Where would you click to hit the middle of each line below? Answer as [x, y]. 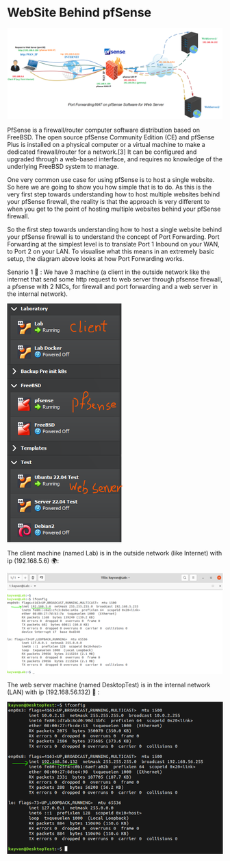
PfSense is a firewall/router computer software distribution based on [104, 130]
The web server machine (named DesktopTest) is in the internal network [109, 685]
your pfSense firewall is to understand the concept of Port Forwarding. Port [114, 237]
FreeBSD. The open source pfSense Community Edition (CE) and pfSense [111, 137]
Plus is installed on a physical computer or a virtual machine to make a [106, 144]
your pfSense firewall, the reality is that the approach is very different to [108, 201]
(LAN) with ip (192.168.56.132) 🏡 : [53, 692]
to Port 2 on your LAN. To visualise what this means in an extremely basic [111, 251]
